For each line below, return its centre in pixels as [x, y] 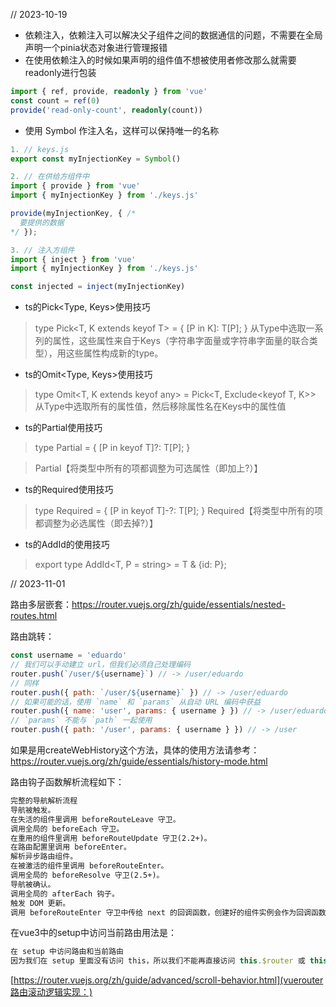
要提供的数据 [42, 222]
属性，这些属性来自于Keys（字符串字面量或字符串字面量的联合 [181, 341]
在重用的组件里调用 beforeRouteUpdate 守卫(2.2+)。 [111, 838]
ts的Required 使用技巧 [69, 490]
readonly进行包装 [60, 72]
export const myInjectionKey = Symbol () [96, 159]
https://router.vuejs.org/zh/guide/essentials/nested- [179, 605]
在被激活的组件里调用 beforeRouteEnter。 [89, 866]
